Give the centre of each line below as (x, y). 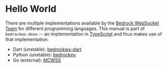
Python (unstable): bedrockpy (44, 55)
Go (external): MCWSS (37, 60)
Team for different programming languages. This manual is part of (75, 28)
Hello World (31, 9)
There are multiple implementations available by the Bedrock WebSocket (82, 23)
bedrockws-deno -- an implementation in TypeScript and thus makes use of (84, 34)
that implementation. (27, 39)
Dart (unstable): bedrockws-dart (47, 49)
